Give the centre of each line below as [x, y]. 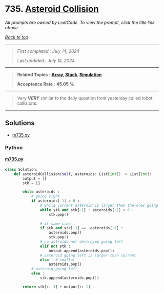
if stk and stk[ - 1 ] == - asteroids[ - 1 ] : [82, 228]
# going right [45, 196]
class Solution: [21, 169]
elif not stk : [55, 246]
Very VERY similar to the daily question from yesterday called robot [85, 98]
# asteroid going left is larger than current [88, 255]
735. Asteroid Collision [52, 9]
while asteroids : [41, 192]
